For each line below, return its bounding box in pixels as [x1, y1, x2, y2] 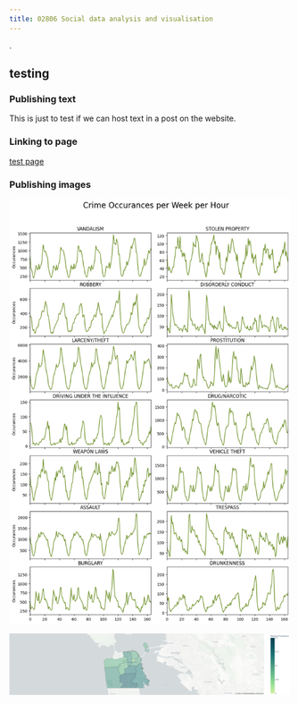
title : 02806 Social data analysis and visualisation [9, 14, 214, 23]
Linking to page [9, 135, 78, 148]
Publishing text [9, 92, 77, 105]
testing [9, 66, 50, 81]
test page [9, 156, 45, 166]
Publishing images [9, 178, 92, 191]
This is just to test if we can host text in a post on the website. [9, 113, 236, 124]
